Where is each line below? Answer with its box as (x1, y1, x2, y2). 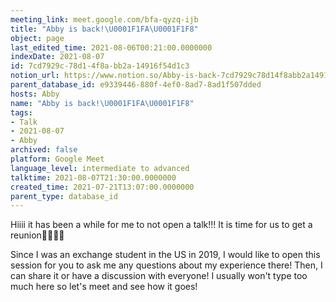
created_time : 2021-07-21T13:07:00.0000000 (10, 182, 195, 192)
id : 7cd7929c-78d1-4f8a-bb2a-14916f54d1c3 (10, 61, 190, 71)
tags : (10, 107, 33, 118)
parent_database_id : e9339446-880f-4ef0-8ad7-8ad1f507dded (10, 80, 262, 90)
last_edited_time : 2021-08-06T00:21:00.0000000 (10, 42, 213, 53)
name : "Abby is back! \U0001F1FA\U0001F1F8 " (10, 98, 195, 108)
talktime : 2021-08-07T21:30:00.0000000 (10, 172, 177, 183)
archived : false (10, 145, 78, 155)
